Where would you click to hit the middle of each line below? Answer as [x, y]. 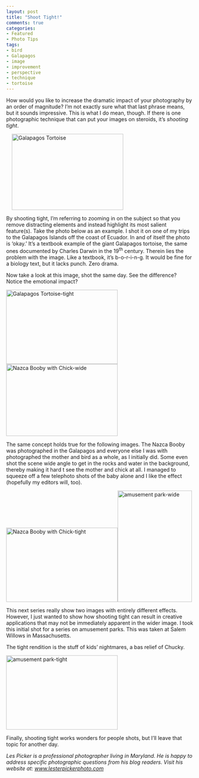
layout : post [22, 12]
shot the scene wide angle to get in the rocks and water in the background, [98, 463]
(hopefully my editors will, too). [44, 482]
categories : [21, 28]
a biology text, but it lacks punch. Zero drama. [62, 263]
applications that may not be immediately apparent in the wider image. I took [100, 623]
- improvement [24, 67]
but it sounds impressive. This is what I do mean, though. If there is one [94, 113]
